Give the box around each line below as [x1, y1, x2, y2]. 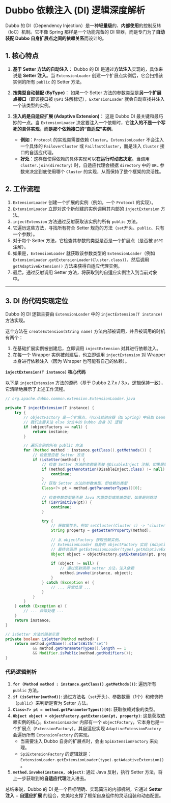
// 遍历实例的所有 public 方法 [23, 443, 83, 448]
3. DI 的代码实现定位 [5, 296, 69, 305]
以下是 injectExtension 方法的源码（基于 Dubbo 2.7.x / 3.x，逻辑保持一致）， [5, 380, 166, 386]
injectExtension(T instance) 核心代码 [5, 369, 86, 375]
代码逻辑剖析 [5, 668, 37, 675]
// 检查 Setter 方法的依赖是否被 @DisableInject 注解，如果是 [41, 462, 164, 467]
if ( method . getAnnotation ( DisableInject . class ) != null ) [41, 467, 165, 472]
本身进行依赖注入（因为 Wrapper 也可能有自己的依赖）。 [12, 358, 130, 364]
